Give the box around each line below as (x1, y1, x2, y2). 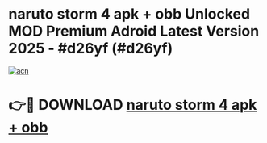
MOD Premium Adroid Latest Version (8, 22, 260, 40)
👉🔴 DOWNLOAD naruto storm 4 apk (8, 96, 257, 114)
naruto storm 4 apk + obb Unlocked (8, 5, 251, 23)
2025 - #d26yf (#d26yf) (8, 40, 173, 57)
